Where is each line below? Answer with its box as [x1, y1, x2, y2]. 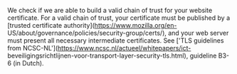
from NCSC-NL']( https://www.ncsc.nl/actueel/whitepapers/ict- [7, 44, 191, 52]
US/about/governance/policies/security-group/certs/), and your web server [7, 28, 229, 37]
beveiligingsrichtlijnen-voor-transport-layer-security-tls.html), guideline [7, 51, 217, 60]
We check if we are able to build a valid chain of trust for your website [7, 6, 213, 14]
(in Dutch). [13, 59, 44, 67]
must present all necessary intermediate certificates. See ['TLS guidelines [7, 36, 224, 45]
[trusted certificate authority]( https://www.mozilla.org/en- [7, 21, 177, 29]
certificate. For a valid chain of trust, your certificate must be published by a [7, 14, 230, 22]
